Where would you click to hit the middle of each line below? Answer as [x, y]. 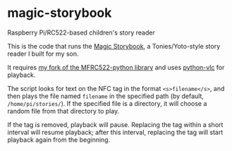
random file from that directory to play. [63, 111]
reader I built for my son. [43, 54]
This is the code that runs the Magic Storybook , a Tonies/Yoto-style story [114, 46]
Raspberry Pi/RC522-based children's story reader [81, 32]
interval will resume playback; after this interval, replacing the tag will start [115, 132]
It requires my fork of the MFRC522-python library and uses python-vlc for [116, 67]
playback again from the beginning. [59, 140]
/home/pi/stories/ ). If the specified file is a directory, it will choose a [107, 103]
